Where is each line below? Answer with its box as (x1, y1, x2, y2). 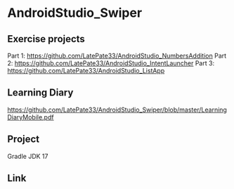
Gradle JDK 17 (7, 152, 48, 160)
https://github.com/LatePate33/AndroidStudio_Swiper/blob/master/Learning (7, 105, 227, 114)
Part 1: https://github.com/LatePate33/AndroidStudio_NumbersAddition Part (7, 51, 227, 60)
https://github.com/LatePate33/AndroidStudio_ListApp (7, 67, 165, 74)
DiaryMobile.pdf (7, 112, 54, 121)
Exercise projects (7, 33, 86, 45)
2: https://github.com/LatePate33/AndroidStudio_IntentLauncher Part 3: (7, 59, 215, 67)
